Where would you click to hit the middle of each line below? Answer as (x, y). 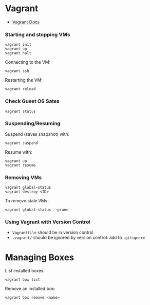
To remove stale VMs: (27, 201)
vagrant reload (20, 89)
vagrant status (20, 111)
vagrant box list (23, 280)
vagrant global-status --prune (37, 210)
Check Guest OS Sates (32, 101)
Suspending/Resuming (33, 124)
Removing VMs (24, 177)
